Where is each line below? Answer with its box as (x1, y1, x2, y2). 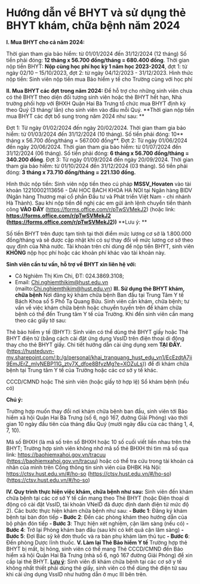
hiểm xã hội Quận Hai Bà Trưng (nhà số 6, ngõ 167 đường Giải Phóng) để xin (6, 551, 193, 559)
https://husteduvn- (8, 347, 55, 354)
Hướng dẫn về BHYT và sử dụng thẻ (6, 6, 186, 20)
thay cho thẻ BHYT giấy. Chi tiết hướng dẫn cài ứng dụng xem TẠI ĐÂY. (6, 341, 182, 348)
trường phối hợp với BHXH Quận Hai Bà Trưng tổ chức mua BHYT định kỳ (6, 99, 186, 107)
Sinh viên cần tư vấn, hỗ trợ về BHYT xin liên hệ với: (6, 260, 137, 267)
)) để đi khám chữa (142, 360, 189, 367)
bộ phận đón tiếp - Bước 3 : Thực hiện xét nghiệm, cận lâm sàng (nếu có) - (6, 519, 189, 527)
